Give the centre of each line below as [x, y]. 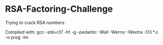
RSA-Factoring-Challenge [59, 9]
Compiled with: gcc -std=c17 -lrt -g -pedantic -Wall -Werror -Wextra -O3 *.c [82, 32]
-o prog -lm [17, 37]
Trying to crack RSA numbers [35, 22]
